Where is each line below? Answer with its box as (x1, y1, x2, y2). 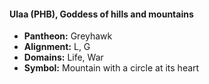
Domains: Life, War (23, 51, 104, 64)
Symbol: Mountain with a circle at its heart (23, 62, 200, 74)
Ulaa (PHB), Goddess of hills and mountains (9, 8, 194, 20)
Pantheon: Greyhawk (23, 30, 113, 42)
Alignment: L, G (23, 41, 91, 53)
